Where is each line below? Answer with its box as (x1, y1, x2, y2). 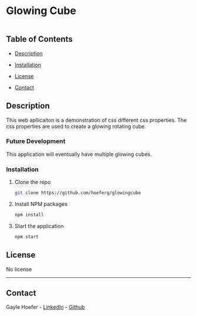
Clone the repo (14, 179, 51, 186)
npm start (14, 233, 39, 240)
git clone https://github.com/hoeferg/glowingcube (14, 190, 141, 196)
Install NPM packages (14, 201, 67, 208)
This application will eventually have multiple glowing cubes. (6, 151, 152, 158)
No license (6, 266, 32, 273)
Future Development (6, 137, 66, 145)
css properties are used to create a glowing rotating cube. (6, 123, 147, 130)
